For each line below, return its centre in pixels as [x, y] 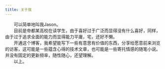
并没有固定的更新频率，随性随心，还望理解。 [50, 55]
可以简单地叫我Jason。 [37, 24]
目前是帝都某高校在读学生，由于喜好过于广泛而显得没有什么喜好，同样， [87, 31]
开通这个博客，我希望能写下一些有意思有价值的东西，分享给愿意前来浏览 [87, 43]
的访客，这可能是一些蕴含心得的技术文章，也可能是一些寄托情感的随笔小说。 [83, 49]
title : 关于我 [18, 10]
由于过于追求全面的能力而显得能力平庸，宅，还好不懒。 [61, 36]
